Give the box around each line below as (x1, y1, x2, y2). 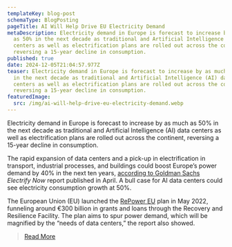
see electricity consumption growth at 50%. (7, 184, 132, 192)
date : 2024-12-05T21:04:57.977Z (7, 61, 100, 68)
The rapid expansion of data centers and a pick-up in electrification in (7, 154, 206, 162)
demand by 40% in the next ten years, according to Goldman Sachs (7, 168, 200, 177)
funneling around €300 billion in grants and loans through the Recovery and (7, 204, 223, 213)
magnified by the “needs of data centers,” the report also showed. (7, 219, 195, 227)
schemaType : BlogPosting (7, 17, 79, 23)
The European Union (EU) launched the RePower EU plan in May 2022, (7, 197, 209, 205)
